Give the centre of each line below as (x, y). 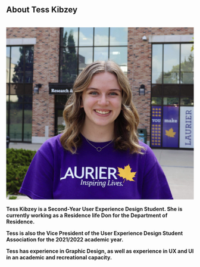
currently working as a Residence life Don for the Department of (87, 215)
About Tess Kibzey (42, 10)
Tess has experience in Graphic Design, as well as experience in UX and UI (100, 251)
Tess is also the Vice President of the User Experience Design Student (95, 233)
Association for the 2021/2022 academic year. (65, 239)
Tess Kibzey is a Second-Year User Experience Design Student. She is (94, 209)
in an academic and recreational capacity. (59, 257)
